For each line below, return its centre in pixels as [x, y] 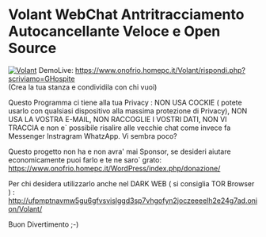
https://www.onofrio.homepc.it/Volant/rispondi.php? [160, 70]
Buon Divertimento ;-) [44, 224]
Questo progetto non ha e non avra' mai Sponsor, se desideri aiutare [120, 151]
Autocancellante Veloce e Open [114, 31]
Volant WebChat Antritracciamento [126, 15]
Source [32, 48]
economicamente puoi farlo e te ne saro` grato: [85, 159]
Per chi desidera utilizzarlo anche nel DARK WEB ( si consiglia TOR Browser [131, 183]
